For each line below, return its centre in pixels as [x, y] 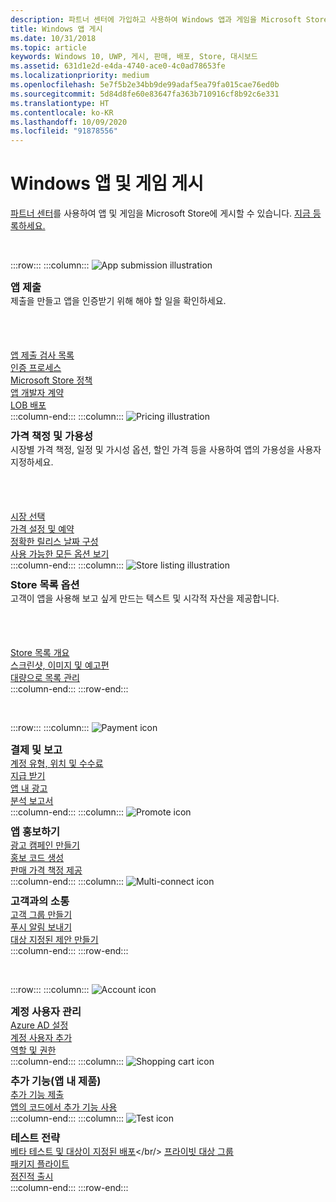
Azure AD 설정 [39, 1025]
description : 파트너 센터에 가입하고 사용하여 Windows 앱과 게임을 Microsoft [156, 19]
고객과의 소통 [40, 901]
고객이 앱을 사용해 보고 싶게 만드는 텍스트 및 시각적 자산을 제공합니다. [145, 598]
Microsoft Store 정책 [51, 380]
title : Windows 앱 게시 [56, 29]
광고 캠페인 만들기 [45, 845]
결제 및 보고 [36, 750]
